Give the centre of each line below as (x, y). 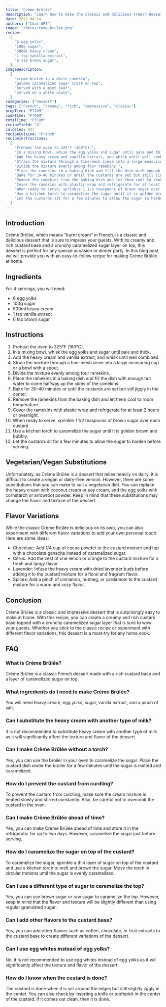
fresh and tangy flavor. (36, 564)
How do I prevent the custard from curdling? (60, 783)
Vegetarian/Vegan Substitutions (56, 462)
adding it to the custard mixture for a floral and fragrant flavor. (76, 574)
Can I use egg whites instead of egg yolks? (58, 949)
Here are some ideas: (27, 538)
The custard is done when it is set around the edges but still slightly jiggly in (83, 988)
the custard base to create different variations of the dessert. (67, 936)
